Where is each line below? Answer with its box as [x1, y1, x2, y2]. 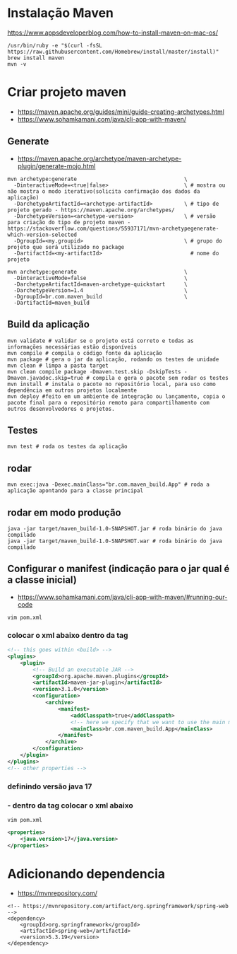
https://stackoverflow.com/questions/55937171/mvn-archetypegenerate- [7, 225, 219, 232]
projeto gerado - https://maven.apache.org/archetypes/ [7, 206, 175, 214]
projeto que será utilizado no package [7, 243, 125, 250]
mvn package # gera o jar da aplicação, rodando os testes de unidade [7, 356, 219, 363]
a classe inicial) [7, 574, 78, 586]
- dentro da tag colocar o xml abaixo [7, 801, 134, 810]
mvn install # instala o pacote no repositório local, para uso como [7, 380, 217, 388]
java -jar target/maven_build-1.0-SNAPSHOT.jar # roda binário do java [7, 525, 222, 532]
